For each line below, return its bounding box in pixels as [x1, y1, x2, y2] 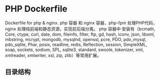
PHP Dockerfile [5, 3, 68, 14]
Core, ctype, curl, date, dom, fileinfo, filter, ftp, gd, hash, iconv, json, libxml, [5, 31, 155, 37]
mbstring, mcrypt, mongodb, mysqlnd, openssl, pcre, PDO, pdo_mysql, [5, 36, 147, 42]
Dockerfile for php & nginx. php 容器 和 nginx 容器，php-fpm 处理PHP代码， [5, 20, 158, 26]
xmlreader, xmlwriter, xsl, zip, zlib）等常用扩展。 [5, 52, 102, 58]
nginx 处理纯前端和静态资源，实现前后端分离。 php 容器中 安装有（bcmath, [5, 26, 155, 32]
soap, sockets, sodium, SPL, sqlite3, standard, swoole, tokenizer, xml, [5, 47, 144, 53]
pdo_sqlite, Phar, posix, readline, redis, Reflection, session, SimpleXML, [5, 41, 147, 47]
